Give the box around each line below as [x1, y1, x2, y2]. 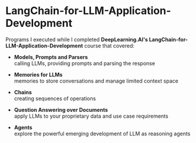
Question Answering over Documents [13, 106, 108, 113]
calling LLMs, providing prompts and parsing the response [13, 60, 156, 67]
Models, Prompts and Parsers [13, 53, 89, 60]
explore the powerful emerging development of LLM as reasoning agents [13, 130, 191, 137]
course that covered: [84, 42, 135, 49]
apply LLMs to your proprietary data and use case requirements [13, 113, 168, 120]
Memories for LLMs [13, 71, 63, 78]
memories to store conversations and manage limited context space [13, 77, 178, 84]
